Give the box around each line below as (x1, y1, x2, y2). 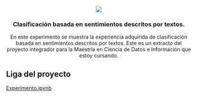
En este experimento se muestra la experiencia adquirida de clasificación (10, 33, 188, 40)
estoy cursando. (79, 52, 119, 59)
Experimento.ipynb (6, 85, 52, 92)
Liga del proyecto (6, 69, 71, 79)
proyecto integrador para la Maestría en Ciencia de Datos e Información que (6, 46, 191, 53)
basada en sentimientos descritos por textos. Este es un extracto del (15, 40, 182, 47)
